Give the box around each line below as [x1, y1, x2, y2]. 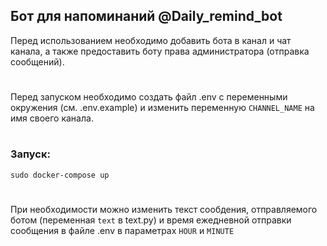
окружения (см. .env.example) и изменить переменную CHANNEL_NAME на [10, 102, 315, 113]
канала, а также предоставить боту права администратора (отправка [10, 45, 310, 57]
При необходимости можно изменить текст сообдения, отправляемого [10, 203, 318, 215]
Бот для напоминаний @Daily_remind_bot [10, 8, 283, 25]
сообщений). [10, 55, 65, 68]
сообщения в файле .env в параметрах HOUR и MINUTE [10, 224, 235, 236]
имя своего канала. [10, 112, 94, 124]
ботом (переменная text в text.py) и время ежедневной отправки [10, 214, 292, 226]
